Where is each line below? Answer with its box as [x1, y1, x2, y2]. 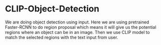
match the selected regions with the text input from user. [5, 34, 118, 40]
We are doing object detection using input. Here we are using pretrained [5, 19, 149, 25]
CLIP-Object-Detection [5, 3, 99, 14]
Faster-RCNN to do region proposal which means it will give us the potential [5, 24, 157, 30]
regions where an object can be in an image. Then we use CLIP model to [5, 29, 150, 35]
